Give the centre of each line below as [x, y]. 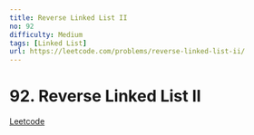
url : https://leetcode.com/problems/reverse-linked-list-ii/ [127, 52]
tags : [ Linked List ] [49, 43]
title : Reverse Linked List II [68, 18]
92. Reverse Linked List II [105, 96]
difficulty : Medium [46, 34]
